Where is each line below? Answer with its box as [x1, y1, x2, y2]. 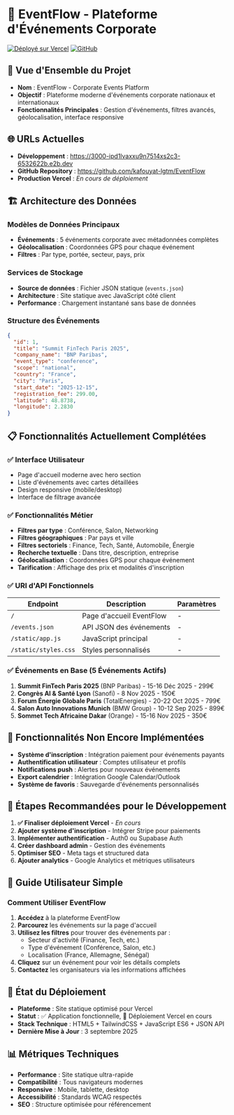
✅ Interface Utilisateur [7, 455, 85, 464]
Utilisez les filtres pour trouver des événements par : [17, 928, 171, 937]
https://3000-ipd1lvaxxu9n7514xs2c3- [69, 152, 181, 160]
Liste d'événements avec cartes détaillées [17, 478, 139, 486]
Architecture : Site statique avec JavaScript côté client [17, 291, 176, 299]
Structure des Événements [7, 316, 100, 326]
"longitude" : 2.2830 [13, 404, 73, 411]
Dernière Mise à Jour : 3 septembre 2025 [17, 1027, 138, 1035]
